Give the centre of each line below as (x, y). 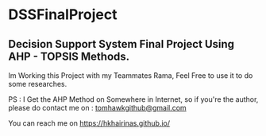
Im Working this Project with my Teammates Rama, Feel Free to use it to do (131, 76)
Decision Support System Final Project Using (121, 44)
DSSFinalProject (63, 15)
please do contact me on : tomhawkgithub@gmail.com (97, 108)
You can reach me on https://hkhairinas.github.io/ (89, 123)
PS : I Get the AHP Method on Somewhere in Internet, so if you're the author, (133, 99)
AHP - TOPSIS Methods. (69, 56)
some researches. (38, 84)
